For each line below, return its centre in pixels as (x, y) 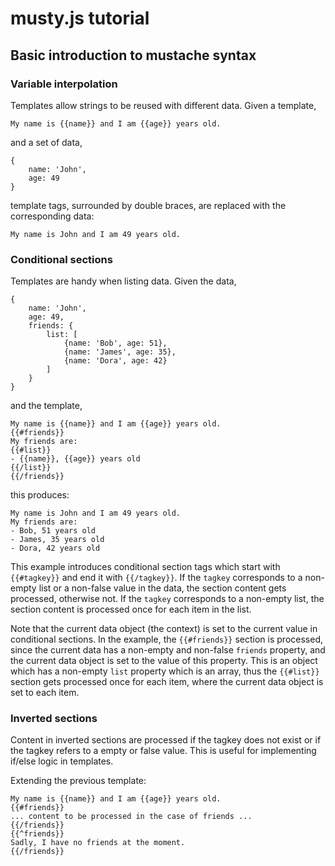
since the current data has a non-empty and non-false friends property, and (168, 650)
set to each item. (45, 693)
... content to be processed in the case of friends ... (131, 817)
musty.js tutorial (80, 18)
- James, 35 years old (57, 540)
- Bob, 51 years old (53, 531)
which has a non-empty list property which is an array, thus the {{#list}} (165, 671)
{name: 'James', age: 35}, (120, 352)
